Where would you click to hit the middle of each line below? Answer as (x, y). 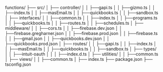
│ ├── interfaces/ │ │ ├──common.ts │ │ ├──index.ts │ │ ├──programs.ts (81, 18)
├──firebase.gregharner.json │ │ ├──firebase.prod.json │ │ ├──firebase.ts (81, 33)
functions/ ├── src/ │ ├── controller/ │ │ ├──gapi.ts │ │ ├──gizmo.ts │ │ (80, 8)
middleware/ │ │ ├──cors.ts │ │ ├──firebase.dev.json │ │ (64, 28)
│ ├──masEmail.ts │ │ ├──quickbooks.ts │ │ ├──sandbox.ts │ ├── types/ (81, 49)
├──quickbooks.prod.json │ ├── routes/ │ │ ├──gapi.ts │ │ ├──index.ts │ (81, 44)
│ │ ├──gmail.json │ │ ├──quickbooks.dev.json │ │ (57, 38)
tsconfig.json (18, 64)
